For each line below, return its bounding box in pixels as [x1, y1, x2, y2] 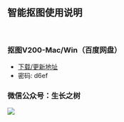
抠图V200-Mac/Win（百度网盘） [7, 45, 122, 55]
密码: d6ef [17, 72, 48, 80]
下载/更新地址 [17, 62, 58, 71]
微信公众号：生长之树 [7, 91, 81, 101]
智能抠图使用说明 [7, 6, 83, 19]
